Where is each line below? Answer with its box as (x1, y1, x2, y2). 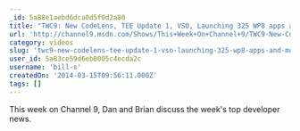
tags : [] (9, 79, 42, 88)
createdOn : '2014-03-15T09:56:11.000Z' (9, 71, 158, 80)
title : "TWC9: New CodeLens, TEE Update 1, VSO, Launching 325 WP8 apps (9, 21, 286, 30)
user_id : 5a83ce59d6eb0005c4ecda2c (9, 54, 142, 63)
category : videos (9, 37, 74, 47)
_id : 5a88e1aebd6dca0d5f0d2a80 (9, 12, 126, 22)
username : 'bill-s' (9, 63, 82, 72)
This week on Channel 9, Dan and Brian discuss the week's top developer (9, 103, 280, 114)
